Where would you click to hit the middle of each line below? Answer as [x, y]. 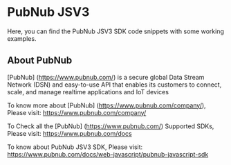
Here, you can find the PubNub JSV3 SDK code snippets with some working [116, 31]
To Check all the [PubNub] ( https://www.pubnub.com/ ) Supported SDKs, [111, 126]
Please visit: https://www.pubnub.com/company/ [77, 112]
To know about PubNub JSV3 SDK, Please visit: [75, 147]
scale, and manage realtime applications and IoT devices [88, 92]
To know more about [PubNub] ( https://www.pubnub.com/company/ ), [107, 105]
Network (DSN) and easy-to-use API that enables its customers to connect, [114, 85]
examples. [22, 38]
